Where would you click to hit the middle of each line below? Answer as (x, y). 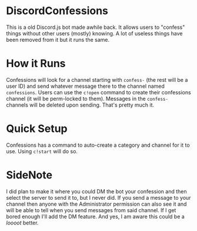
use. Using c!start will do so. (42, 151)
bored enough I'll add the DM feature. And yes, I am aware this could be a (96, 216)
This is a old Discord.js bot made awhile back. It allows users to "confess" (96, 27)
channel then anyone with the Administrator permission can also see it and (96, 204)
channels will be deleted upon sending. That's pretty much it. (80, 105)
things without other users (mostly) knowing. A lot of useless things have (94, 33)
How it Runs (36, 64)
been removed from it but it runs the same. (58, 39)
